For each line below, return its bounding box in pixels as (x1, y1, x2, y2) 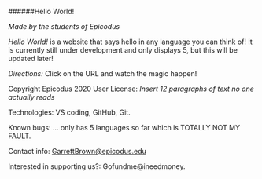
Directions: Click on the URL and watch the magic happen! (8, 69, 197, 78)
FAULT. (8, 131, 31, 141)
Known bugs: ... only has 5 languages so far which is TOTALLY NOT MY (8, 123, 241, 132)
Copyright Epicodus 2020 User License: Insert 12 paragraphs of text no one (8, 84, 254, 93)
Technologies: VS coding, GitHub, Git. (8, 108, 131, 117)
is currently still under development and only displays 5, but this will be (8, 46, 238, 54)
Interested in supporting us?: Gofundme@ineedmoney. (8, 162, 186, 171)
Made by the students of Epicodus (8, 22, 120, 31)
